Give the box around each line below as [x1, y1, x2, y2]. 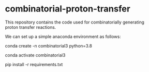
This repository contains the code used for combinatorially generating [5, 19, 145, 25]
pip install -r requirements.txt [5, 61, 63, 67]
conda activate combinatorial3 [5, 52, 66, 58]
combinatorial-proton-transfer [5, 3, 131, 14]
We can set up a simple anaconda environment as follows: [5, 34, 121, 39]
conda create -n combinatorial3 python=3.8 [5, 43, 92, 48]
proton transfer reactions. [5, 24, 56, 30]
